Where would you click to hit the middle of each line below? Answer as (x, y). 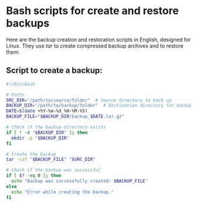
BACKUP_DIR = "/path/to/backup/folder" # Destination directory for (90, 106)
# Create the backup (31, 154)
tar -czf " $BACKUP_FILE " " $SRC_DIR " (51, 160)
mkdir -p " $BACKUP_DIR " (40, 138)
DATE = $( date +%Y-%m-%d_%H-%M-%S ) (47, 111)
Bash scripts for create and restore (92, 11)
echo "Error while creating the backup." (63, 192)
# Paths (16, 95)
